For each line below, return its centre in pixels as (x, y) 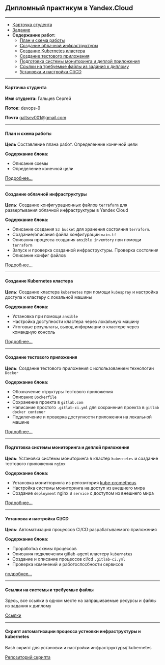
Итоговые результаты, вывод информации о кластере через (75, 326)
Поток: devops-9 (23, 108)
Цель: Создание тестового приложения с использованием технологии (80, 368)
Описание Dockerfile (34, 397)
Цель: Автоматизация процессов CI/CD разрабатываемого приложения (81, 530)
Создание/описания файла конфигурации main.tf (64, 235)
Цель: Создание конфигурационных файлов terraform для (66, 205)
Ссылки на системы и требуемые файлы (50, 590)
